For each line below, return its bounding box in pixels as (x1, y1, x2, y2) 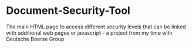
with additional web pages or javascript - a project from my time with (6, 29, 173, 36)
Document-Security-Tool (6, 4, 130, 17)
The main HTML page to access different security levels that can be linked (6, 23, 186, 30)
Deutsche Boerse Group (6, 35, 65, 42)
